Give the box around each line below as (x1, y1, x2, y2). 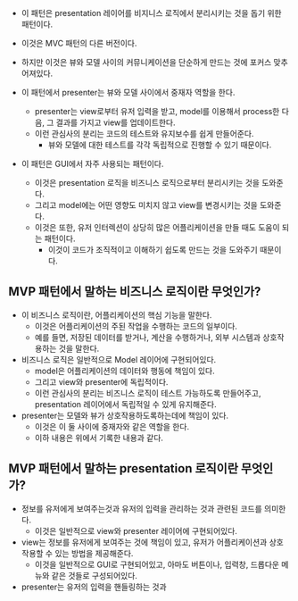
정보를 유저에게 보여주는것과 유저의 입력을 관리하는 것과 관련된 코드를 (21, 503, 262, 513)
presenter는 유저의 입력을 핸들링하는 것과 (21, 581, 167, 592)
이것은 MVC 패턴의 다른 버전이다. (21, 38, 137, 48)
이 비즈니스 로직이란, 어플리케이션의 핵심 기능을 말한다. (21, 309, 212, 320)
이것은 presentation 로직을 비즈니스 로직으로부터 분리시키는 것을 (34, 178, 261, 188)
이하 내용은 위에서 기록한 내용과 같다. (34, 432, 164, 443)
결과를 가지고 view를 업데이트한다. (55, 117, 176, 128)
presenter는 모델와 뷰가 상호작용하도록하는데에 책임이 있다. (21, 410, 229, 421)
